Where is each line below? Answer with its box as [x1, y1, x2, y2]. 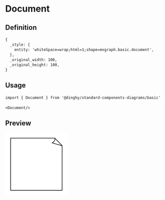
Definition [5, 23, 37, 32]
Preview [5, 119, 32, 128]
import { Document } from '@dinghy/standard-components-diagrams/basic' [5, 95, 161, 100]
